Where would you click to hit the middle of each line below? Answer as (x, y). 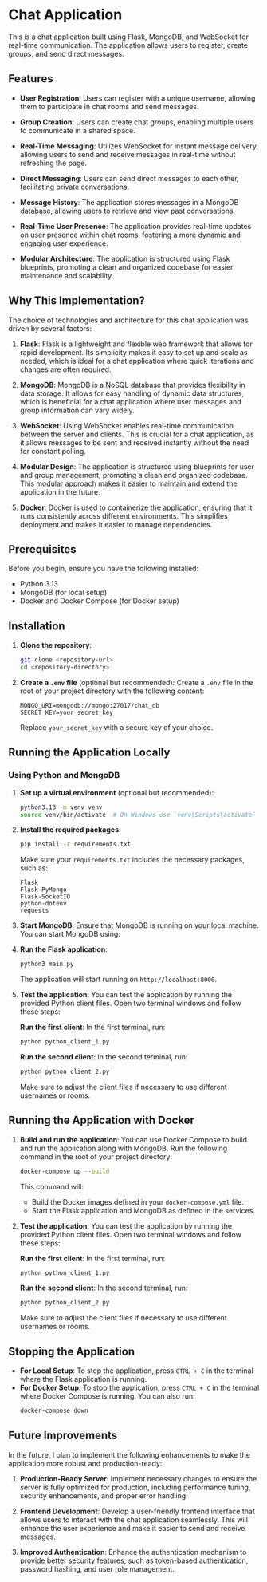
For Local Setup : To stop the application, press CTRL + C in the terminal (136, 1371)
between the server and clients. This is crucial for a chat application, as (137, 434)
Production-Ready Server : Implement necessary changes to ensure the (138, 1478)
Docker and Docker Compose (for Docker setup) (99, 601)
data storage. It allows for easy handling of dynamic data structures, (132, 393)
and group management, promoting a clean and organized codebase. (134, 475)
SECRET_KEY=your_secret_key (66, 712)
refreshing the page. (53, 163)
